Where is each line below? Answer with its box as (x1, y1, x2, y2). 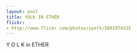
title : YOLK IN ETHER (6, 14, 60, 20)
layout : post (6, 8, 39, 15)
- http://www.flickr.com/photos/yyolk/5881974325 (6, 25, 132, 31)
